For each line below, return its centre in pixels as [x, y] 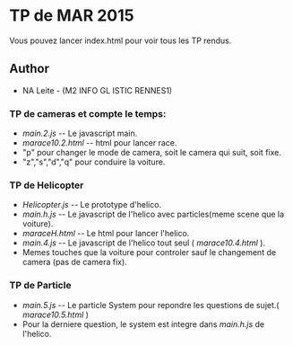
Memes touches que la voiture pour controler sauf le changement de [149, 253]
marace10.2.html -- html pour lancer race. [99, 143]
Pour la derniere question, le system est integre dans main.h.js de [143, 324]
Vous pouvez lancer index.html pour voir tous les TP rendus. [121, 40]
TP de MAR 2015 [72, 16]
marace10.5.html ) [56, 315]
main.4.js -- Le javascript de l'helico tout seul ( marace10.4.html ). [144, 243]
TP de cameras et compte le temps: [88, 113]
